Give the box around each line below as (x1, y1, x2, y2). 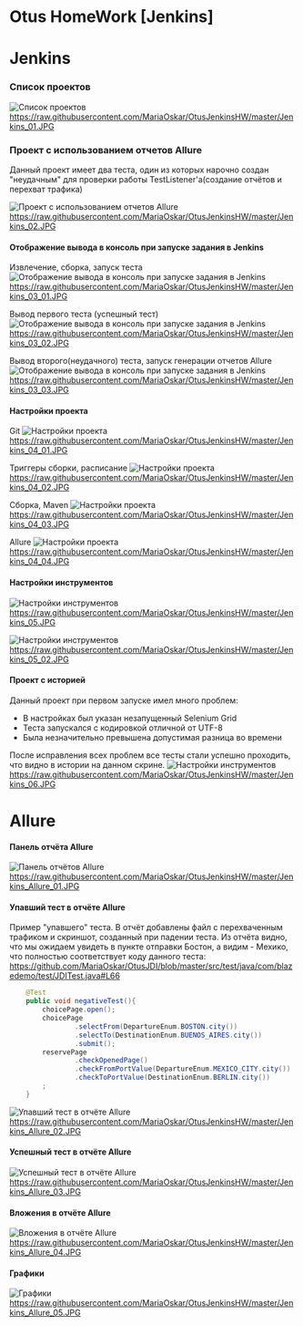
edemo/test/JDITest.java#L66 (9, 970, 121, 981)
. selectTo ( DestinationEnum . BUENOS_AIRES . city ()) (74, 1031, 262, 1040)
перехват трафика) (9, 183, 84, 194)
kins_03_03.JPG (9, 385, 70, 396)
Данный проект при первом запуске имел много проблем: (9, 695, 238, 706)
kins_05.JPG (9, 616, 56, 627)
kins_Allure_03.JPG (9, 1186, 82, 1197)
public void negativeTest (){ (25, 997, 136, 1006)
